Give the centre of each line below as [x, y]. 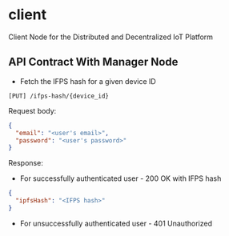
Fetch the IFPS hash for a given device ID [88, 81]
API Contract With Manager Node [93, 62]
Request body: [32, 110]
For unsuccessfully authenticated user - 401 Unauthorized [116, 223]
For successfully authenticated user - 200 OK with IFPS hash [121, 178]
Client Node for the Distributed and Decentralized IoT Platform [111, 37]
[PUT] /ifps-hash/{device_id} [59, 96]
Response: [26, 163]
